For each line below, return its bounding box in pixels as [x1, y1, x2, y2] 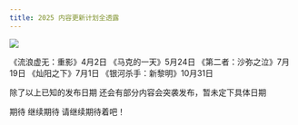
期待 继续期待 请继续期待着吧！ [9, 106, 125, 117]
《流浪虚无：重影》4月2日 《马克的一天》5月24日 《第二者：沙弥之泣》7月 [9, 56, 291, 67]
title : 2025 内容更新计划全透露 [9, 13, 120, 23]
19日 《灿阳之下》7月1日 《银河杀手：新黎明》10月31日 [9, 67, 214, 78]
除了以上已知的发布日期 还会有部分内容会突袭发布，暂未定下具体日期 [9, 87, 266, 98]
